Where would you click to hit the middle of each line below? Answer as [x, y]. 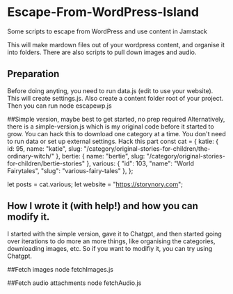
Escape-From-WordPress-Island [103, 12]
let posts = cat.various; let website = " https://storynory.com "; [95, 184]
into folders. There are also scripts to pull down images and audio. [102, 52]
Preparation [33, 74]
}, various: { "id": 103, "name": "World [140, 163]
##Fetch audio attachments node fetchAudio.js [74, 283]
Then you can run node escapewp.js [60, 106]
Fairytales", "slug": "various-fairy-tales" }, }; [70, 170]
